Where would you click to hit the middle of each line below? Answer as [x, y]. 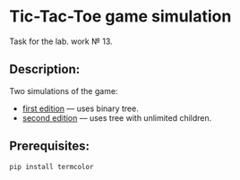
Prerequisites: [49, 146]
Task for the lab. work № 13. [61, 41]
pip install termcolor [51, 167]
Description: [45, 69]
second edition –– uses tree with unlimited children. [117, 117]
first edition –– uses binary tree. [80, 108]
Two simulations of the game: [64, 90]
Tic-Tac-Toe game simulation [120, 17]
